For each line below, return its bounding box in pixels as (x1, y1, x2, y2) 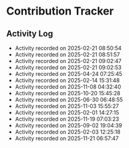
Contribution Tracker (6, 4, 114, 18)
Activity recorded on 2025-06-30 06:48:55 (15, 96, 123, 103)
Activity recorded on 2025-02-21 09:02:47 (15, 58, 122, 64)
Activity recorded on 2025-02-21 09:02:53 (15, 64, 122, 71)
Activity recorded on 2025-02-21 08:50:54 (15, 44, 122, 52)
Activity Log (6, 29, 53, 39)
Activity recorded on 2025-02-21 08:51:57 (15, 51, 120, 58)
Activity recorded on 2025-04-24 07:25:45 (15, 70, 122, 77)
